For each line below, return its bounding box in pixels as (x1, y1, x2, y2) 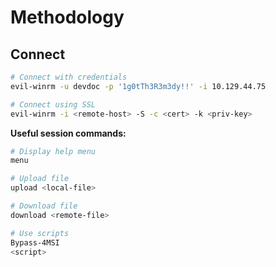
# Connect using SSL (10, 99, 97, 110)
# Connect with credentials (10, 72, 128, 82)
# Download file (10, 201, 78, 211)
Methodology (10, 6, 125, 29)
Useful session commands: (10, 127, 127, 139)
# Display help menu (10, 146, 97, 156)
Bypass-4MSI (10, 237, 60, 248)
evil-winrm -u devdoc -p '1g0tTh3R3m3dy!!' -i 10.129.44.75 (10, 81, 267, 91)
